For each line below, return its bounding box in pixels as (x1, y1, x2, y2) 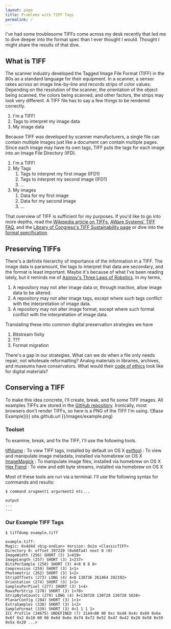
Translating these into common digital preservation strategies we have (5, 321, 153, 328)
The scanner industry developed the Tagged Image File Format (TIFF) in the (5, 70, 165, 77)
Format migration (12, 342, 50, 348)
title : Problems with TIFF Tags (5, 12, 74, 17)
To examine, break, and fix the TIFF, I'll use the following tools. (5, 438, 137, 444)
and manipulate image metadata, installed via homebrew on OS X (5, 453, 142, 459)
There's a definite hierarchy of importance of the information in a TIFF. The (5, 258, 163, 264)
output (5, 498, 19, 503)
